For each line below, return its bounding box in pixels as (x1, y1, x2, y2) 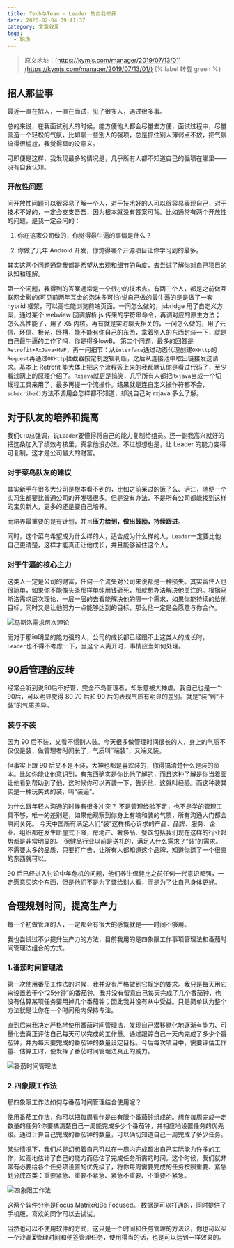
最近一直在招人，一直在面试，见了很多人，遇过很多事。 (7, 107, 166, 115)
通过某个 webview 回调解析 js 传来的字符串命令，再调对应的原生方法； (19, 311, 221, 319)
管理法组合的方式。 (13, 943, 68, 952)
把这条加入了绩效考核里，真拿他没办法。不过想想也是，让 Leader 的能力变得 (7, 440, 226, 448)
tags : (7, 29, 23, 37)
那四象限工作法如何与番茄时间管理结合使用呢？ (7, 1098, 141, 1106)
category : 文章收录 (7, 23, 60, 30)
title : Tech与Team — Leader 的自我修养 (7, 10, 117, 17)
